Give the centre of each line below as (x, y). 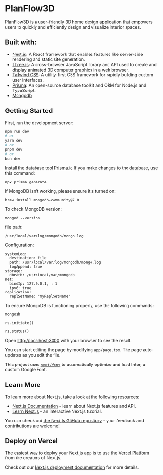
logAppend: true (26, 266)
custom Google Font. (26, 369)
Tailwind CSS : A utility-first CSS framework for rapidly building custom (83, 75)
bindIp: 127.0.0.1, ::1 (33, 283)
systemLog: (16, 254)
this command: (20, 173)
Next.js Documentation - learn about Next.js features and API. (74, 406)
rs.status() (17, 331)
